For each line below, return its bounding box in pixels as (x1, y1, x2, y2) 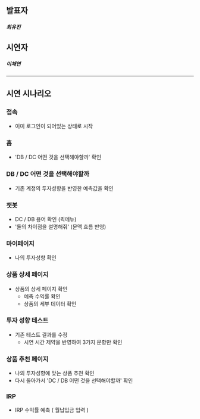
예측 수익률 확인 (23, 293, 61, 300)
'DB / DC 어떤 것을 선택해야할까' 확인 (14, 154, 102, 161)
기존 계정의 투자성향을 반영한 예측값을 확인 (14, 184, 114, 192)
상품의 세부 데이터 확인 (23, 300, 77, 307)
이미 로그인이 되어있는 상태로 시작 (14, 123, 93, 130)
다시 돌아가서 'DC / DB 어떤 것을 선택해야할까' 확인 (14, 377, 133, 384)
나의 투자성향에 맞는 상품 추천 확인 (14, 370, 95, 377)
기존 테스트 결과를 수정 (14, 331, 68, 338)
